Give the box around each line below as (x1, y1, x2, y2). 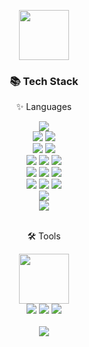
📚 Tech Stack (9, 74, 79, 88)
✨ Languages (15, 101, 73, 113)
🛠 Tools (27, 230, 61, 242)
